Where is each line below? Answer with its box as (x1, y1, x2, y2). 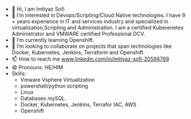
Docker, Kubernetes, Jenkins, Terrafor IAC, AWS (20, 101, 137, 108)
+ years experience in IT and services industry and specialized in (11, 18, 169, 24)
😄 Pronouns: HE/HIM (11, 64, 63, 71)
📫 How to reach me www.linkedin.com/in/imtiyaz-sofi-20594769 (11, 55, 169, 62)
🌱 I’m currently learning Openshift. (11, 37, 95, 43)
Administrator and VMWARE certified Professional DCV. (11, 30, 145, 37)
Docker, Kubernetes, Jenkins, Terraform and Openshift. (11, 49, 145, 55)
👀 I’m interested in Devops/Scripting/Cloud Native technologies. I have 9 (11, 12, 186, 19)
